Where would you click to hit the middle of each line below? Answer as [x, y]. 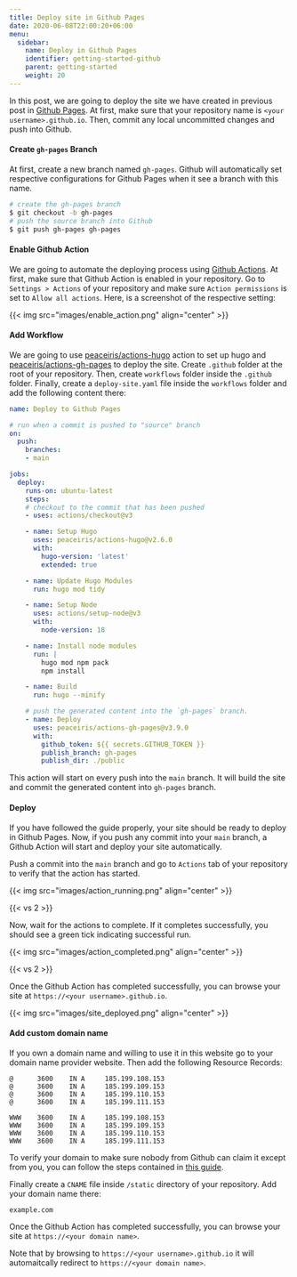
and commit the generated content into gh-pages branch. [112, 788]
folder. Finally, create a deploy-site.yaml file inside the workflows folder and [148, 383]
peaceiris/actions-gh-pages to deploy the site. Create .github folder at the [146, 364]
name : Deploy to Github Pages [65, 409]
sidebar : [33, 42]
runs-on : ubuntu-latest [69, 490]
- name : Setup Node [61, 605]
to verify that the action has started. [75, 873]
